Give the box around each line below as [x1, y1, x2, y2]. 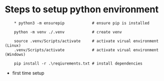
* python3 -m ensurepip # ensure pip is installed [14, 21, 150, 26]
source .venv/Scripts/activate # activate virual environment [14, 38, 159, 44]
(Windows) [5, 52, 26, 57]
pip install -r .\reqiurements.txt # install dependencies [14, 60, 143, 66]
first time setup [12, 70, 45, 76]
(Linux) [5, 43, 22, 48]
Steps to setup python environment [5, 4, 159, 15]
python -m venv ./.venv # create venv [14, 29, 122, 34]
